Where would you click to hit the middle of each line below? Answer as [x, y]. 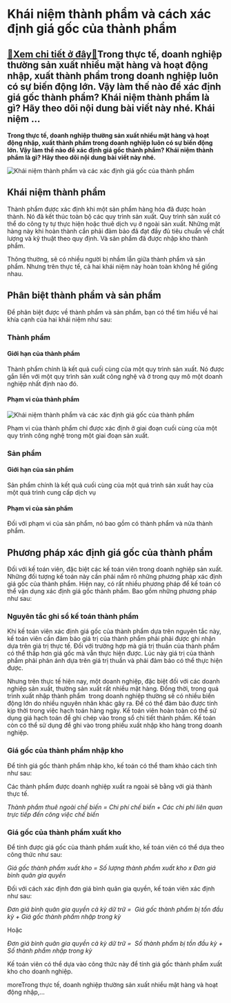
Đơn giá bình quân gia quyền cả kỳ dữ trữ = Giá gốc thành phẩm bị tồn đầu [115, 909]
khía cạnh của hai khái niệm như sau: [60, 319]
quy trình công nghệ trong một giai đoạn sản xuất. [78, 435]
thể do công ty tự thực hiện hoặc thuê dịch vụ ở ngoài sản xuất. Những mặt [114, 224]
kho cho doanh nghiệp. [40, 971]
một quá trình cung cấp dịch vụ [52, 493]
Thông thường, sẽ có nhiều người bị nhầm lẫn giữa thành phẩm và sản [106, 259]
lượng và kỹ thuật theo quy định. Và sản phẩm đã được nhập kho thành [108, 238]
